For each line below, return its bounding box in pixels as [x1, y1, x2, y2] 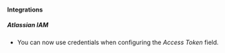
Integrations [7, 5, 43, 14]
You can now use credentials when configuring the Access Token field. [17, 38, 219, 46]
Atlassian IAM [7, 21, 49, 29]
